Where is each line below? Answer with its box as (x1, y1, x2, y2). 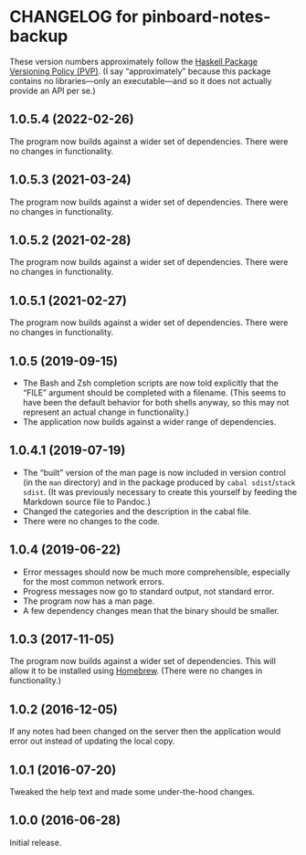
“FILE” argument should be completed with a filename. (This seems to (22, 387, 286, 398)
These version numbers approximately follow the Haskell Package (9, 56, 259, 67)
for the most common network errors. (22, 575, 164, 586)
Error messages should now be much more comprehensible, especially (22, 566, 290, 577)
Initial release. (9, 837, 62, 848)
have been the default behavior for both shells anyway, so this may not (22, 397, 290, 407)
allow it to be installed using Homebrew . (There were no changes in (9, 665, 263, 677)
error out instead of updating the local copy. (9, 735, 175, 746)
